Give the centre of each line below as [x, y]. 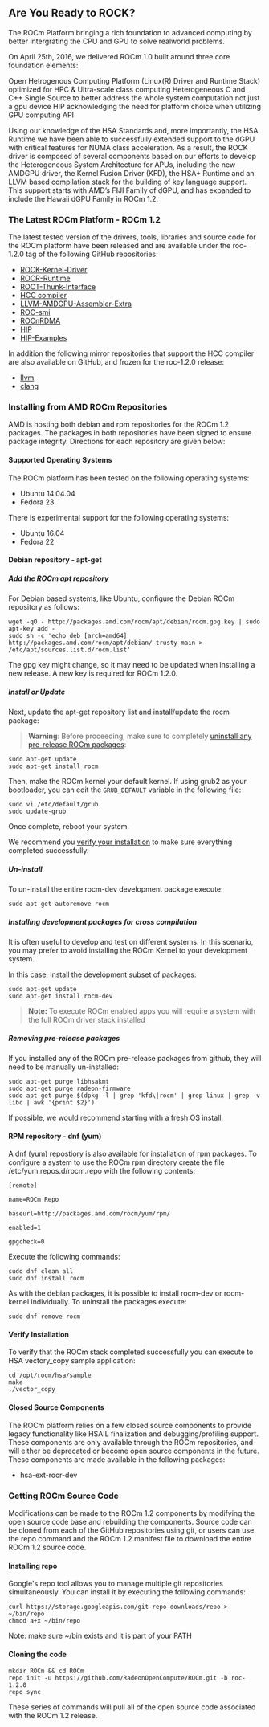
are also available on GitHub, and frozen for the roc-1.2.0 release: [116, 362]
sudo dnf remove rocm [45, 1317]
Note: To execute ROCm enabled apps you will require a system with [142, 1011]
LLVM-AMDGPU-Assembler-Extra [76, 304]
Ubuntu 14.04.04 [48, 493]
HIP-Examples [43, 338]
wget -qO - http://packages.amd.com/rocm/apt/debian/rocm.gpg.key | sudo [134, 622]
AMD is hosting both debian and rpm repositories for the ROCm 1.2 [119, 424]
